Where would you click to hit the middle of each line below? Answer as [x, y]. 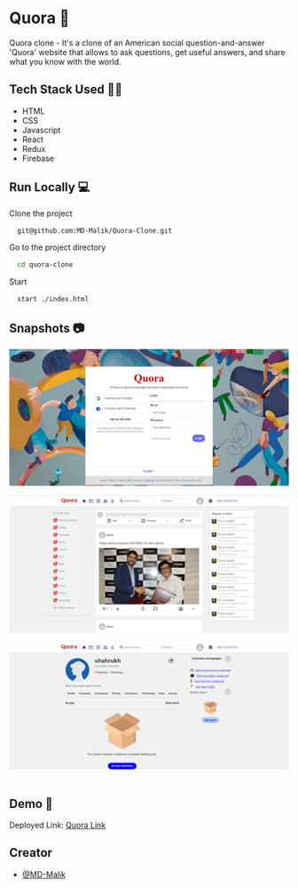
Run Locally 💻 [50, 187]
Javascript [41, 130]
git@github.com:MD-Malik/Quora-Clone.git [95, 230]
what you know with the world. [65, 61]
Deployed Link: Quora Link [58, 825]
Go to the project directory [58, 247]
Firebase [38, 158]
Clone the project [41, 213]
